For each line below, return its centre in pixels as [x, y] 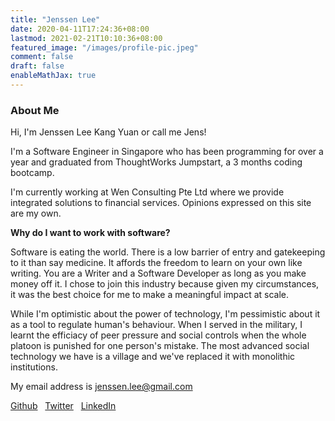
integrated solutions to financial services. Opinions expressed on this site [161, 203]
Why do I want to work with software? [90, 233]
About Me [35, 110]
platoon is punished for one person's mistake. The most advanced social [160, 346]
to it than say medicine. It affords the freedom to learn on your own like [156, 263]
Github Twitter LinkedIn [63, 406]
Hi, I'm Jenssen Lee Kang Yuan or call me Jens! [108, 132]
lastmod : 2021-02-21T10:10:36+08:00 [86, 38]
